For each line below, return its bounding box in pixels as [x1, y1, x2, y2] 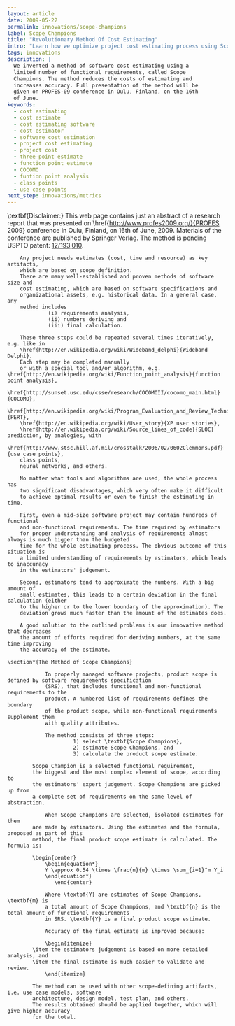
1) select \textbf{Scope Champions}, [73, 739, 183, 746]
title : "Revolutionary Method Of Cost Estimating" [7, 36, 158, 43]
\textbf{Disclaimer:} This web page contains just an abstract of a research [7, 211, 220, 220]
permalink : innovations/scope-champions [7, 23, 127, 30]
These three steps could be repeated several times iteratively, [20, 334, 215, 341]
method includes [20, 304, 68, 311]
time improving [7, 641, 52, 648]
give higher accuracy [7, 1008, 71, 1015]
